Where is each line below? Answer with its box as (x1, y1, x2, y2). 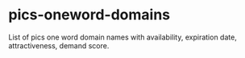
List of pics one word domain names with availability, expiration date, (8, 32, 238, 42)
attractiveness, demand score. (8, 40, 110, 50)
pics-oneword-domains (8, 6, 171, 24)
